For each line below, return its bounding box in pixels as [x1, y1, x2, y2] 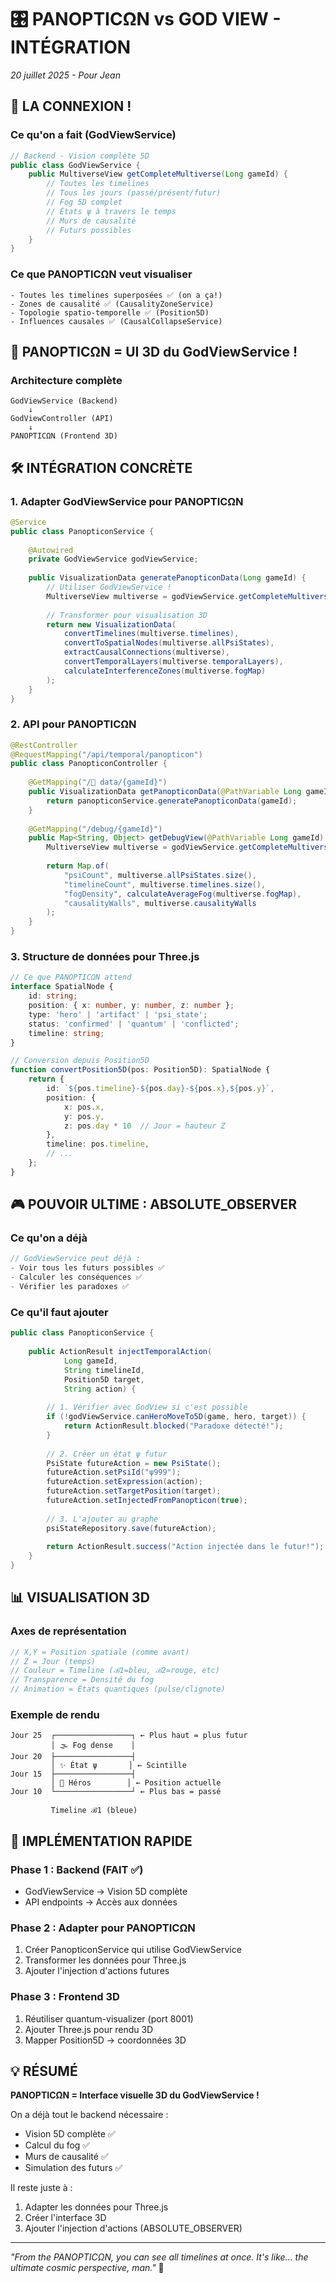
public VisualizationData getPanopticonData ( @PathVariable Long [28, 787, 302, 797]
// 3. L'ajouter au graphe [46, 1514, 159, 1524]
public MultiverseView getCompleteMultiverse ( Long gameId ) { [28, 169, 288, 180]
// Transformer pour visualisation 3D [46, 610, 208, 620]
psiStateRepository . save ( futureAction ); [46, 1523, 217, 1533]
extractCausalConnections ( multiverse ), [63, 647, 230, 658]
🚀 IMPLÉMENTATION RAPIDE [10, 1832, 193, 1850]
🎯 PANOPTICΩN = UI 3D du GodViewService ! [10, 343, 298, 360]
